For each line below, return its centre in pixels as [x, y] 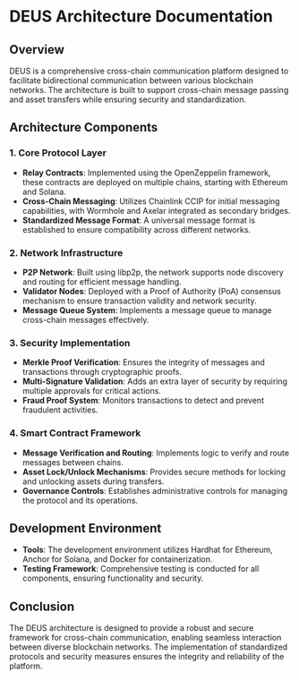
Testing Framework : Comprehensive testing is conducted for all [141, 569]
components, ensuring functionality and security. [113, 578]
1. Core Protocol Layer [58, 153]
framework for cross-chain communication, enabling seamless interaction [145, 638]
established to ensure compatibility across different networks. [137, 229]
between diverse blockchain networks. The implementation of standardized [149, 647]
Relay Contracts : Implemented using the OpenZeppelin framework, [146, 173]
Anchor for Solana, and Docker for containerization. [117, 559]
